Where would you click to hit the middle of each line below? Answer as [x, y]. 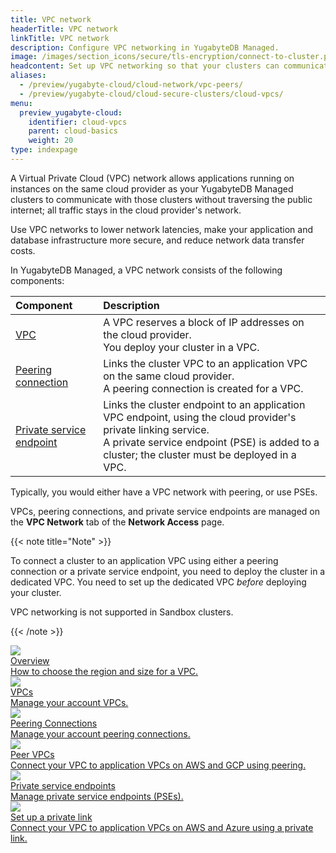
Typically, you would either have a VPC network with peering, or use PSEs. [164, 492]
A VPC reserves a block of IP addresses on [204, 322]
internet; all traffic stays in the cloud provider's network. [126, 210]
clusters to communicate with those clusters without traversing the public [161, 199]
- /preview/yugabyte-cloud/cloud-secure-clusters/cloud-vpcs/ [151, 94]
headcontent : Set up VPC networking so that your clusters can [145, 66]
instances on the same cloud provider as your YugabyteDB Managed [152, 188]
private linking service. [156, 429]
